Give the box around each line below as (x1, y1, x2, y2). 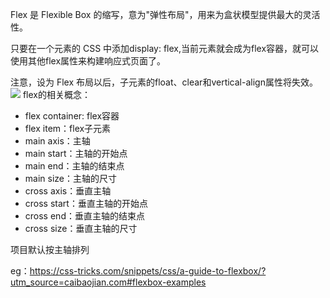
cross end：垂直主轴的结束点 (24, 210, 145, 222)
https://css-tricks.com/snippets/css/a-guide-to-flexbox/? (29, 265, 267, 277)
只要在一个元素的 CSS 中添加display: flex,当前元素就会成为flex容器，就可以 (10, 43, 320, 54)
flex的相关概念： (22, 89, 91, 100)
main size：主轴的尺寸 (24, 173, 117, 184)
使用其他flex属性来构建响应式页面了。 (10, 55, 167, 67)
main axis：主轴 (24, 135, 91, 147)
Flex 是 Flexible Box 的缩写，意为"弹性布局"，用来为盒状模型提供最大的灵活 (10, 9, 321, 20)
